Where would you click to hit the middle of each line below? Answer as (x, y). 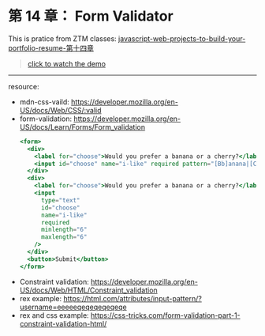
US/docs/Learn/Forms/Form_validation (82, 126)
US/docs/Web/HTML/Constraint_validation (88, 290)
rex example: (41, 298)
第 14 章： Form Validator (91, 16)
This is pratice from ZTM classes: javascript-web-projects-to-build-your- (127, 38)
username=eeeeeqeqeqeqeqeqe (73, 307)
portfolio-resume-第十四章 (51, 47)
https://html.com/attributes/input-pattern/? (132, 298)
